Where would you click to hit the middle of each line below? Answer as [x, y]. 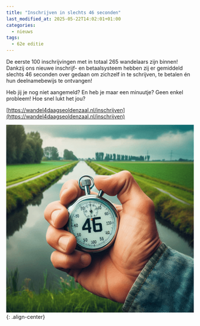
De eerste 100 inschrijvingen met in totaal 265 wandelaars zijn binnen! [92, 62]
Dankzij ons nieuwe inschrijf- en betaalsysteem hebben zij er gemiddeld [95, 68]
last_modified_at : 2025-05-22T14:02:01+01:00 [63, 19]
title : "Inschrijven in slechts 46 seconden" [63, 13]
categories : [21, 25]
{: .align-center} [26, 317]
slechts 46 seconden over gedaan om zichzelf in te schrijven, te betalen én [98, 74]
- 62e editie [28, 44]
